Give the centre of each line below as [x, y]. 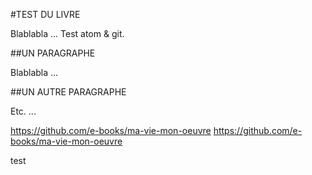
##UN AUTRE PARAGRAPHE [68, 92]
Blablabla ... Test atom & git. [67, 33]
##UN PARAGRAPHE [53, 53]
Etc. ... [23, 111]
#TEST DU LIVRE [45, 14]
